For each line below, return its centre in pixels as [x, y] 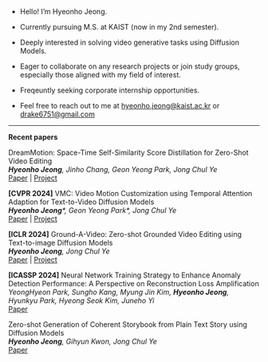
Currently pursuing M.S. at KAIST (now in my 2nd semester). [119, 27]
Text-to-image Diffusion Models [61, 243]
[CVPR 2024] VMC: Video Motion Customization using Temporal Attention [130, 193]
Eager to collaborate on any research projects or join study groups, [130, 66]
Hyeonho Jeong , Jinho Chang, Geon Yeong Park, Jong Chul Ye [113, 169]
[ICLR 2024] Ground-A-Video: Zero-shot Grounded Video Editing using [125, 234]
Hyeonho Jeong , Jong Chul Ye [59, 251]
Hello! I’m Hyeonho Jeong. [63, 12]
